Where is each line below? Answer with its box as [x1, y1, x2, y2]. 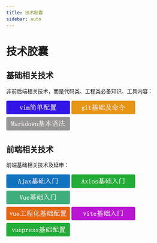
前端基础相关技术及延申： [6, 161, 70, 168]
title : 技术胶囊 [6, 10, 43, 16]
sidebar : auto [6, 16, 42, 22]
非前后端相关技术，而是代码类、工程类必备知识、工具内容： [6, 87, 153, 94]
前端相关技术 [6, 144, 54, 155]
